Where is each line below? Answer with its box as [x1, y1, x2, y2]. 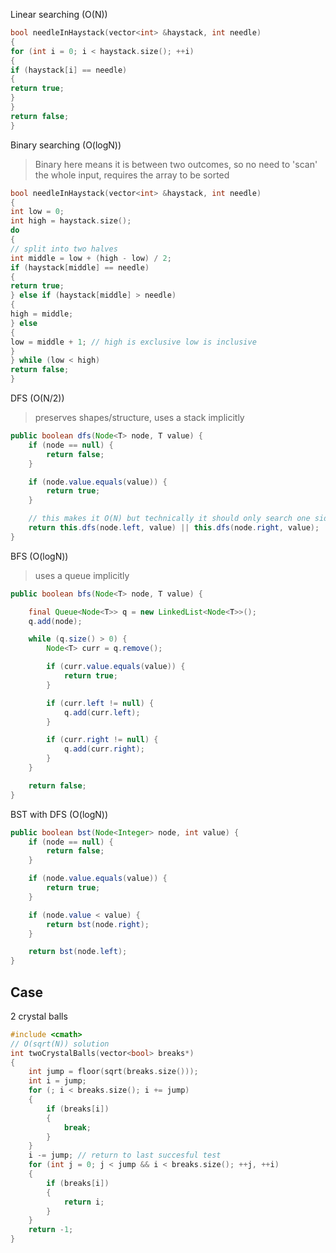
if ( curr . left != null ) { [46, 698, 155, 708]
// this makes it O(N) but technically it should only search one [28, 514, 311, 524]
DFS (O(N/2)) [10, 392, 65, 404]
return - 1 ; [28, 1225, 74, 1235]
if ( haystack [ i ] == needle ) [10, 65, 128, 75]
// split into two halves [10, 244, 118, 254]
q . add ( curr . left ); [63, 707, 141, 718]
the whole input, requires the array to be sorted [34, 169, 230, 181]
